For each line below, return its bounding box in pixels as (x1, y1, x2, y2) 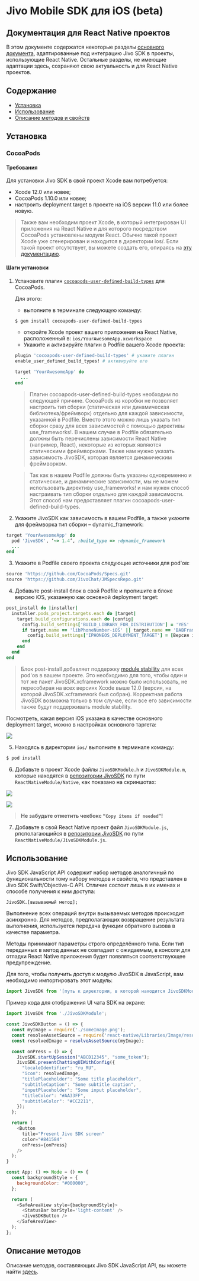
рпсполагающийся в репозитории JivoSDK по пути (14, 830, 144, 837)
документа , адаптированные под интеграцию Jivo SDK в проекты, (6, 50, 175, 57)
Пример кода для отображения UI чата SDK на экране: (6, 999, 146, 1006)
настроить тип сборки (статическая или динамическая (29, 403, 170, 410)
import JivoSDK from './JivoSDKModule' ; (6, 1011, 108, 1016)
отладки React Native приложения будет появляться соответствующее (6, 953, 186, 960)
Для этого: (14, 295, 42, 302)
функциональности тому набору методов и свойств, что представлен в (6, 875, 187, 882)
